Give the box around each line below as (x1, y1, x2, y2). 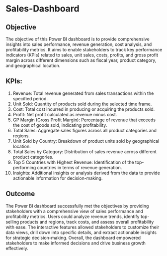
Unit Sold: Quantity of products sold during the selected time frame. (12, 101, 152, 107)
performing (12, 164, 36, 170)
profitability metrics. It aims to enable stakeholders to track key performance (5, 47, 163, 52)
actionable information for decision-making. (12, 175, 103, 181)
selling (5, 219, 19, 225)
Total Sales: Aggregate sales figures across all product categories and (12, 127, 157, 133)
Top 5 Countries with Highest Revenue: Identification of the (12, 159, 134, 165)
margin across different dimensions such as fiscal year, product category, (5, 57, 157, 63)
